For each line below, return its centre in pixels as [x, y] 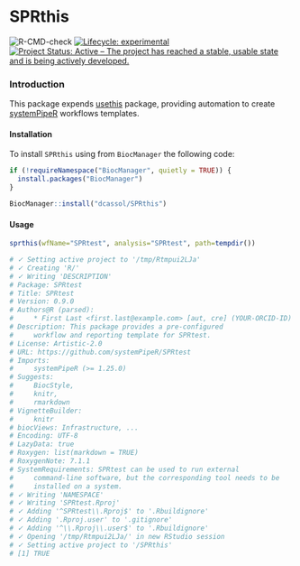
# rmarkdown [40, 402]
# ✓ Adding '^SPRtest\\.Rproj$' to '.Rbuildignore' [109, 512]
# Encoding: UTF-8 [44, 436]
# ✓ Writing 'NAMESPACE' [57, 495]
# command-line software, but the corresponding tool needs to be [145, 478]
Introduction [37, 84]
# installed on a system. [66, 486]
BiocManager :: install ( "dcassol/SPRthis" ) [88, 204]
